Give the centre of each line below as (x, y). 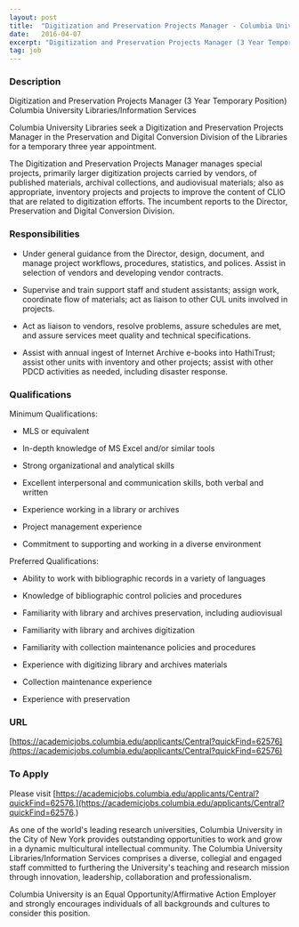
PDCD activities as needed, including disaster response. (125, 371)
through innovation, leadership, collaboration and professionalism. (130, 876)
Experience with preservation (76, 699)
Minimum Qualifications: (53, 414)
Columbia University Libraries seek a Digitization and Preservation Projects (146, 128)
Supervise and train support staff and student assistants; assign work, (151, 289)
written (35, 492)
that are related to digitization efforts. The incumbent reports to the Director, (149, 202)
